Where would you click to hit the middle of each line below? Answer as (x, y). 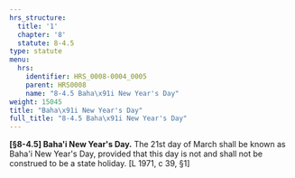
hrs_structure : (38, 18)
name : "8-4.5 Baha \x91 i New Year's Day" (102, 93)
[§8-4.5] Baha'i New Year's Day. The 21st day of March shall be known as (147, 145)
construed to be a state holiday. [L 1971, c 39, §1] (100, 164)
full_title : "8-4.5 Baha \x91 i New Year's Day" (98, 118)
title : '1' (38, 26)
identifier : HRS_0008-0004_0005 (86, 77)
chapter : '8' (42, 34)
